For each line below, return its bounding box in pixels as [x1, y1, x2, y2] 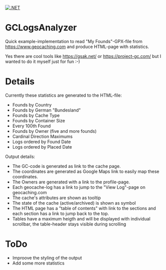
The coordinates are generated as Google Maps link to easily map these [12, 168, 160, 174]
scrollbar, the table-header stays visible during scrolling [12, 221, 126, 227]
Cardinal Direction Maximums [12, 133, 73, 139]
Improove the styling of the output [12, 255, 82, 261]
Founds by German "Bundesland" [12, 107, 81, 113]
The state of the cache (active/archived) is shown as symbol [12, 200, 136, 206]
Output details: [5, 154, 36, 160]
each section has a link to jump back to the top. [12, 211, 109, 216]
